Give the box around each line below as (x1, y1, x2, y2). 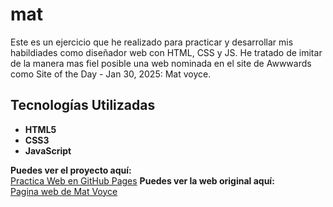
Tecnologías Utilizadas (10, 97, 156, 114)
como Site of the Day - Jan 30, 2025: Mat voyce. (10, 68, 212, 80)
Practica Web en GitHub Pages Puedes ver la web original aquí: (10, 174, 275, 187)
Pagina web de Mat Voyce (10, 185, 118, 197)
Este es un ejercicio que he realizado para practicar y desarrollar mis (10, 36, 294, 48)
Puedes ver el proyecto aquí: (10, 164, 132, 176)
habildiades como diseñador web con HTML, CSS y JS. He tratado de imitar (10, 46, 323, 58)
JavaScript (24, 144, 72, 157)
